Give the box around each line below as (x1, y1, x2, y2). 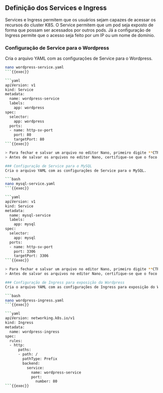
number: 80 (35, 379, 57, 384)
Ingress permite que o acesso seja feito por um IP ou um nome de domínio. (5, 32, 155, 38)
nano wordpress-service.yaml (5, 65, 64, 70)
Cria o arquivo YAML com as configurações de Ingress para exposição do (5, 285, 155, 289)
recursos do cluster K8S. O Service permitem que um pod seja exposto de (5, 22, 154, 28)
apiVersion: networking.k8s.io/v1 (5, 316, 75, 321)
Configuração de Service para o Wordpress (5, 44, 109, 51)
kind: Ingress (5, 321, 34, 325)
